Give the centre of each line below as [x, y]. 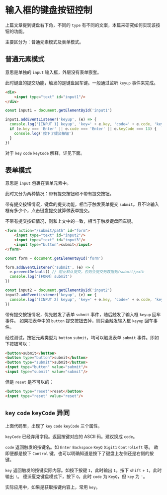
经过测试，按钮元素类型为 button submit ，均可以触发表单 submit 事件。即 [80, 337]
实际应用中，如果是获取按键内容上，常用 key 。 [53, 487]
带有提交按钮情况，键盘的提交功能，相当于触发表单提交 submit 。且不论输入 [82, 204]
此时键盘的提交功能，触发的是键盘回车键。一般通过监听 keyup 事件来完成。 [82, 82]
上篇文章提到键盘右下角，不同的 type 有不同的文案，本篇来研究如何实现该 [81, 25]
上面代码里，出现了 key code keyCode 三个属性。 [54, 426]
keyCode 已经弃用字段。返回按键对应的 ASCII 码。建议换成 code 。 [71, 436]
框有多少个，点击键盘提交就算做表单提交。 [49, 211]
